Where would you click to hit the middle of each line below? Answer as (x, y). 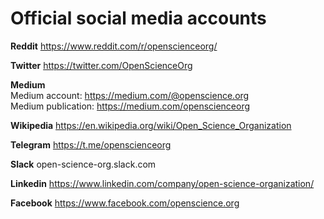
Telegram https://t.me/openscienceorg (91, 144)
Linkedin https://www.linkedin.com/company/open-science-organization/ (162, 183)
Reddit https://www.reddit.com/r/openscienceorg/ (114, 46)
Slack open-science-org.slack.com (83, 164)
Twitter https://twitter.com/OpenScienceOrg (101, 65)
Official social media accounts (138, 18)
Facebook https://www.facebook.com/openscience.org (125, 203)
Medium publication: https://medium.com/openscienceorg (130, 106)
